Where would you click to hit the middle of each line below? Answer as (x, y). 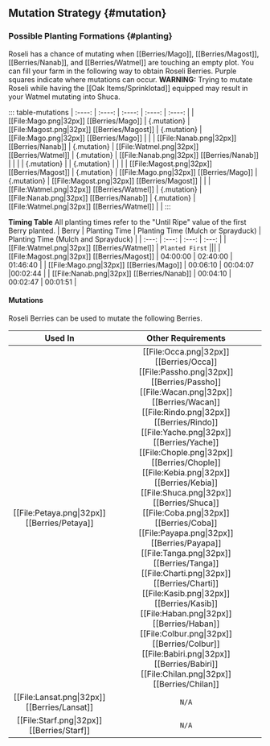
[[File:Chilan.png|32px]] (186, 673)
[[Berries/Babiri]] (186, 664)
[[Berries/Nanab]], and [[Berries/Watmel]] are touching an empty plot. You (131, 62)
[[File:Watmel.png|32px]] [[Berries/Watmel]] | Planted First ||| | (115, 247)
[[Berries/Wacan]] (186, 402)
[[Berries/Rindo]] (186, 422)
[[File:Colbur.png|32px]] (186, 633)
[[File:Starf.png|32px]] (59, 720)
